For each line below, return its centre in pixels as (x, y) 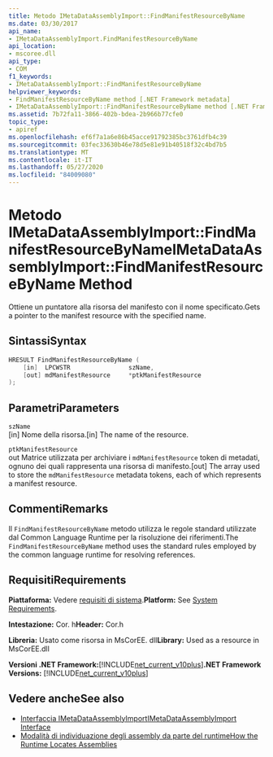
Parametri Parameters (64, 408)
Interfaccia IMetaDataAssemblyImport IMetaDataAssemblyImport (128, 718)
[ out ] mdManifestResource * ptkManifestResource (112, 375)
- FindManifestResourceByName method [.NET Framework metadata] (119, 99)
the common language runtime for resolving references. (102, 554)
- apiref (23, 129)
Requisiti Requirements (67, 580)
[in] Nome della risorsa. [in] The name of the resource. (99, 435)
